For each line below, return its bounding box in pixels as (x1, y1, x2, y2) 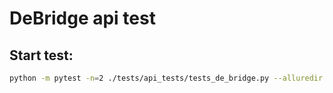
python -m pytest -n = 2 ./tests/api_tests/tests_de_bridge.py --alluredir (9, 73, 324, 83)
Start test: (9, 47, 74, 64)
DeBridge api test (9, 7, 156, 30)
